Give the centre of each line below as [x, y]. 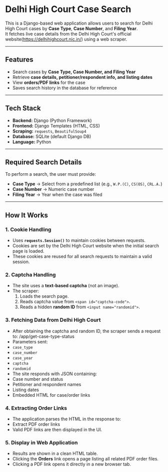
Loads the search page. [44, 296]
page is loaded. [28, 251]
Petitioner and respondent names [47, 384]
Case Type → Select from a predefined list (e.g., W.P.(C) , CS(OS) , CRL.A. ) [87, 184]
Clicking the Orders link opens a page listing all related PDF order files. [85, 459]
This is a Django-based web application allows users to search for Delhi [79, 23]
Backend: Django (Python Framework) [52, 120]
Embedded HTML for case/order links [51, 395]
